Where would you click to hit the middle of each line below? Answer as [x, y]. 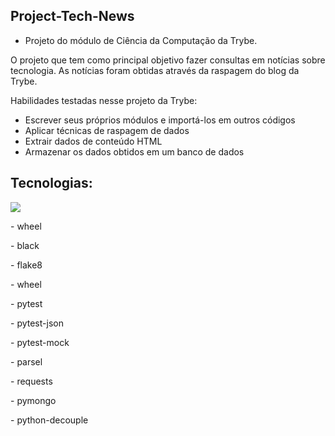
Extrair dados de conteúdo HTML [93, 141]
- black [25, 245]
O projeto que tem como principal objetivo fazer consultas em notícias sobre [168, 60]
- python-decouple [49, 420]
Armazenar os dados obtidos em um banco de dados [134, 151]
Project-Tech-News [72, 16]
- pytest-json [37, 323]
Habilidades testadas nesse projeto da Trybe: [104, 100]
